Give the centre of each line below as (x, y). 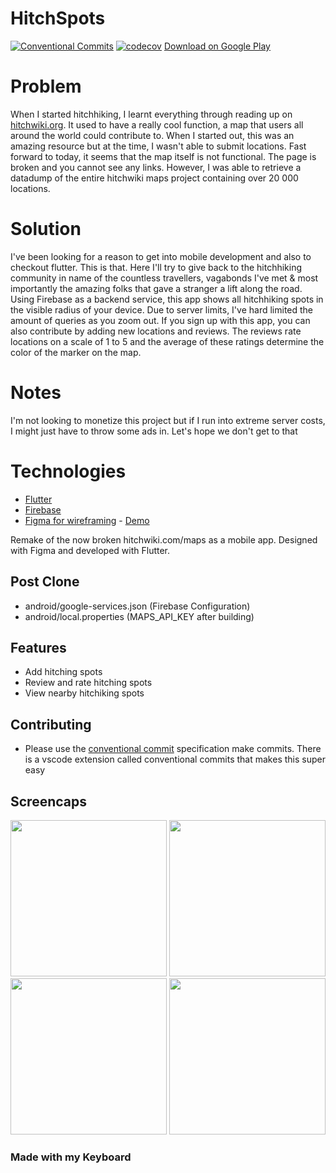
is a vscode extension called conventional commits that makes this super (175, 759)
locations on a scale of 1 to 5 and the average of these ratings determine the (167, 341)
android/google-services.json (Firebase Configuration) (137, 606)
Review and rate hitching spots (88, 683)
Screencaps (48, 801)
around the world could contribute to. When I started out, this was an (152, 135)
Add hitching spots (63, 672)
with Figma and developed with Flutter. (90, 550)
